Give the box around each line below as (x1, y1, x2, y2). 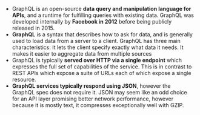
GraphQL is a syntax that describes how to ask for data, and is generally (12, 31, 193, 38)
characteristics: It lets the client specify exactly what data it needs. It (12, 44, 184, 51)
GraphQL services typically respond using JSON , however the (12, 82, 171, 90)
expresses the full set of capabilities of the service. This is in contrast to (12, 63, 192, 70)
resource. (12, 76, 36, 83)
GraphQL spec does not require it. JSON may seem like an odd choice (12, 89, 187, 96)
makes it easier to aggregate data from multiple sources (12, 50, 152, 57)
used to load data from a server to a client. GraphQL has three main (12, 38, 181, 44)
